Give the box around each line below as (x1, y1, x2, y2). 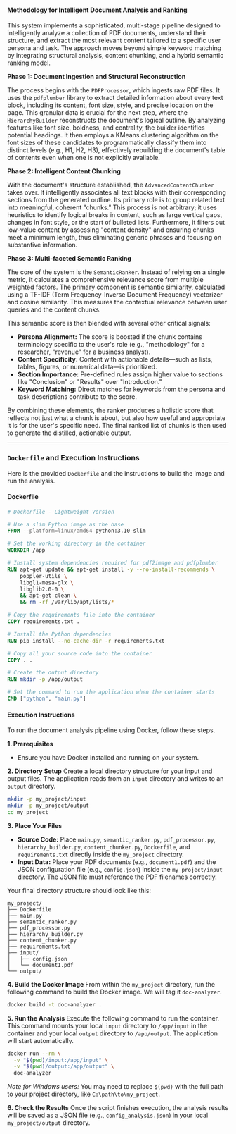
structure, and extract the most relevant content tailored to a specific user (7, 36, 221, 45)
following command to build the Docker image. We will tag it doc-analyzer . (7, 987, 223, 996)
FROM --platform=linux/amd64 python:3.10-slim (7, 527, 146, 535)
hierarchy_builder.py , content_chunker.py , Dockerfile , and (17, 842, 191, 851)
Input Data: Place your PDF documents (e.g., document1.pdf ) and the (17, 857, 216, 866)
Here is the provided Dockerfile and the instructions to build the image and (7, 469, 225, 477)
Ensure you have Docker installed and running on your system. (17, 753, 199, 762)
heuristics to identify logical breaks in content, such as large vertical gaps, (7, 211, 223, 219)
